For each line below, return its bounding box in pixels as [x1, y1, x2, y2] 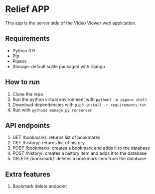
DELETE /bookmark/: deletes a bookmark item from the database [12, 156, 146, 162]
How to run [5, 78, 40, 87]
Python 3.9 [12, 47, 35, 53]
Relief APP [5, 3, 50, 15]
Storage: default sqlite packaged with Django [12, 63, 106, 69]
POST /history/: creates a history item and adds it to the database [12, 150, 147, 156]
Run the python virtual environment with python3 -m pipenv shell [12, 96, 148, 102]
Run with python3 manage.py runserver [12, 107, 92, 113]
